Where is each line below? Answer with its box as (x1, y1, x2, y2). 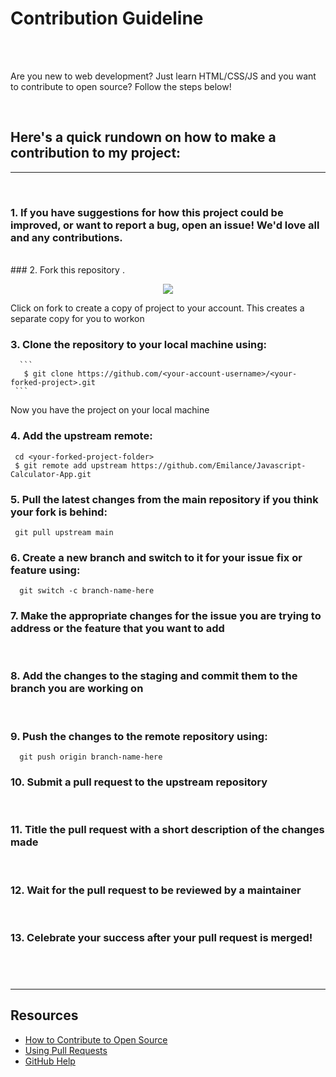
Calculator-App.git (10, 469, 92, 479)
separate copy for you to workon (10, 313, 145, 325)
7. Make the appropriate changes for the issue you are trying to (10, 609, 322, 623)
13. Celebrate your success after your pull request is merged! (10, 930, 313, 944)
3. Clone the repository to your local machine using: (10, 337, 268, 351)
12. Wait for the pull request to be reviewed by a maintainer (10, 883, 302, 897)
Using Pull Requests (24, 1044, 108, 1056)
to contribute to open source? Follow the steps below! (10, 80, 232, 92)
